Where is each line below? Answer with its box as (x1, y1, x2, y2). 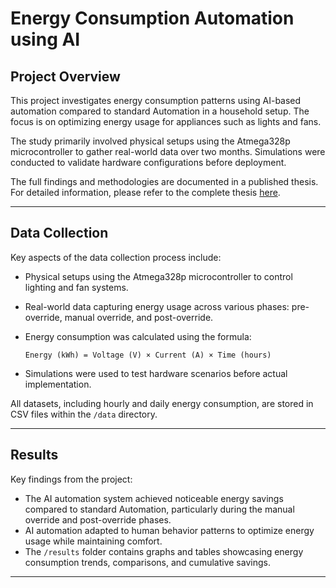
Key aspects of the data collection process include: (10, 251, 222, 263)
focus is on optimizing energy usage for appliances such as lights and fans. (10, 116, 322, 127)
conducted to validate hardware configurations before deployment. (10, 157, 287, 168)
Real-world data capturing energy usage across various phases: (24, 300, 290, 312)
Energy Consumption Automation (10, 7, 295, 30)
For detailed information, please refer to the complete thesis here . (10, 187, 281, 198)
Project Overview (10, 68, 121, 85)
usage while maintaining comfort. (24, 535, 163, 547)
